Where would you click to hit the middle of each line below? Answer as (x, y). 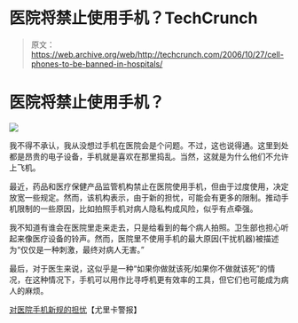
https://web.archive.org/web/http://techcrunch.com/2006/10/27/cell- (157, 54)
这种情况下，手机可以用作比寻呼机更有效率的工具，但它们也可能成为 (157, 280)
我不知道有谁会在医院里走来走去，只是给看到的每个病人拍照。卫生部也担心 (145, 227)
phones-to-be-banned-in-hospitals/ (97, 64)
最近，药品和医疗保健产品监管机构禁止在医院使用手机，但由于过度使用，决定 (149, 186)
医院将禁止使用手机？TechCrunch (133, 18)
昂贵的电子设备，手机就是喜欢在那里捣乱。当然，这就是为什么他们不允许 (157, 156)
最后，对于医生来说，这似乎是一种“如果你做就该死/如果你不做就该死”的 (138, 268)
